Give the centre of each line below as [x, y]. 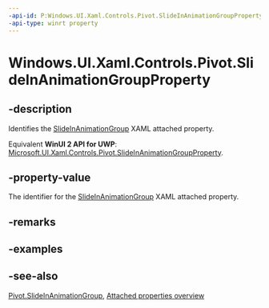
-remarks [32, 222]
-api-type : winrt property [53, 23]
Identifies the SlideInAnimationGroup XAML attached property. [111, 128]
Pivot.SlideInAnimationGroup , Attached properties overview [106, 295]
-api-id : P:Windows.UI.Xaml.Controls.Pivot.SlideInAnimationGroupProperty [136, 16]
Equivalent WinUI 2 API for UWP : [63, 144]
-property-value [50, 177]
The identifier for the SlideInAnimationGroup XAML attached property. [124, 197]
